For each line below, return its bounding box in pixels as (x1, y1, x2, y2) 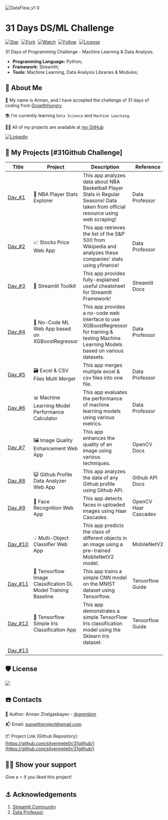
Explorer (33, 197, 53, 204)
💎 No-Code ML (33, 319, 70, 326)
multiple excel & (82, 368, 120, 375)
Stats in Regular (82, 191, 120, 198)
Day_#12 (7, 620, 29, 627)
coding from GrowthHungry (5, 102, 62, 108)
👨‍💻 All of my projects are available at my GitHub (5, 124, 104, 130)
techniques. (82, 460, 111, 467)
